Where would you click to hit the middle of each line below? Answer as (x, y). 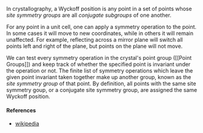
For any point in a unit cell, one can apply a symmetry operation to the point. (101, 27)
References (21, 110)
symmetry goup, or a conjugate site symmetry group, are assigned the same (102, 90)
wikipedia (27, 124)
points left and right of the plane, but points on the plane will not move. (95, 46)
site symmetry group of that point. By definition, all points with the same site (101, 83)
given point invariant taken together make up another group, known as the (99, 77)
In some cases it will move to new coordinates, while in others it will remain (100, 33)
